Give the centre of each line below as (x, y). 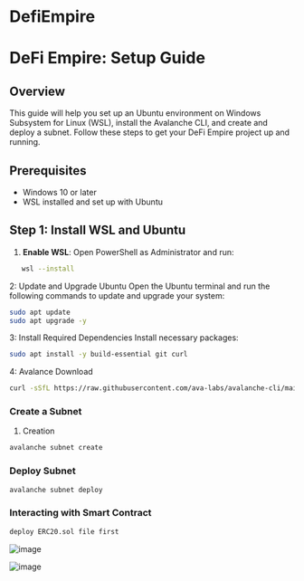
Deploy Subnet (43, 471)
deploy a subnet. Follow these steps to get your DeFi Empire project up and (150, 132)
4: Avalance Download (51, 372)
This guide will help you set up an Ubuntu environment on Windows (135, 113)
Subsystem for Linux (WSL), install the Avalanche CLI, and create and (139, 123)
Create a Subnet (46, 412)
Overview (38, 91)
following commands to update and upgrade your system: (117, 295)
